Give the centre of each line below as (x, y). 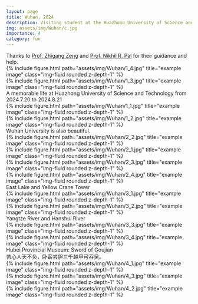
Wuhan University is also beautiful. (48, 131)
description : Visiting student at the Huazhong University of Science (95, 22)
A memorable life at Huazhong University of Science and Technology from (96, 93)
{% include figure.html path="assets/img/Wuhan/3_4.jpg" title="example (94, 237)
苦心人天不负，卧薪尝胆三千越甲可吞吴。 (55, 257)
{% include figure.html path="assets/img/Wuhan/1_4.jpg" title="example (94, 68)
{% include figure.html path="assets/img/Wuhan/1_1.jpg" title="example (93, 106)
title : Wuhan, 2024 (30, 17)
